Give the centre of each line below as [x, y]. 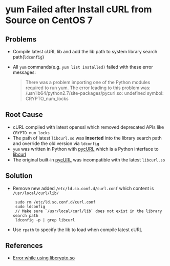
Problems [21, 39]
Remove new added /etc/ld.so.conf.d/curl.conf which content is [83, 188]
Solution [19, 176]
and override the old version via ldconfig [56, 143]
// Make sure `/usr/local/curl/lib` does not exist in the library [89, 211]
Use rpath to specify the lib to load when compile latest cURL [77, 230]
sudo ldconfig [30, 207]
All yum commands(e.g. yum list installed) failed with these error [83, 67]
